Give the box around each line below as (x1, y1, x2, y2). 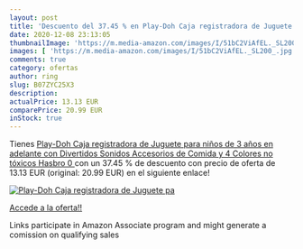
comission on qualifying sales (9, 229, 120, 240)
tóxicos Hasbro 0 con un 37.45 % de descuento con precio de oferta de (9, 158, 276, 169)
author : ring (9, 72, 59, 81)
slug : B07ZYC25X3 (9, 80, 75, 89)
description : (9, 88, 59, 97)
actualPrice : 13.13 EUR (9, 97, 99, 106)
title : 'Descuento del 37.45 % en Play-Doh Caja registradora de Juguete (9, 22, 293, 31)
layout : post (9, 13, 59, 23)
